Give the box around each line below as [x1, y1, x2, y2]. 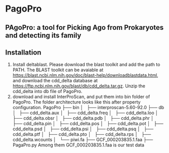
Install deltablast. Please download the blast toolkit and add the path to [12, 62, 160, 68]
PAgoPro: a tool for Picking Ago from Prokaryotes [5, 23, 164, 32]
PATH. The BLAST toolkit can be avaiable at [12, 67, 104, 73]
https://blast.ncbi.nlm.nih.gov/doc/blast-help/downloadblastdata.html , [12, 72, 158, 78]
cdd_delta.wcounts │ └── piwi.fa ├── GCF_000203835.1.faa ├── [12, 137, 153, 143]
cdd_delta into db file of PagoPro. [12, 88, 82, 94]
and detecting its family [5, 31, 81, 39]
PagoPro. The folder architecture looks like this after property [12, 99, 141, 105]
